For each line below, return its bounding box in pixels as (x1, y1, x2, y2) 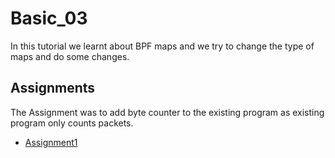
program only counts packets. (10, 117, 134, 129)
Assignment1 (24, 136, 78, 148)
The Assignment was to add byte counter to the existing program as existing (10, 106, 325, 118)
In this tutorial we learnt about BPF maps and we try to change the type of (10, 40, 315, 52)
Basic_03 (10, 7, 88, 30)
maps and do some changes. (10, 50, 130, 62)
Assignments (10, 80, 96, 97)
